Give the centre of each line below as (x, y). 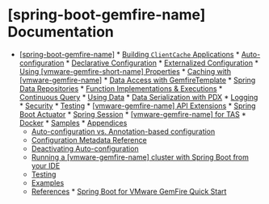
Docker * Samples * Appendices (73, 123)
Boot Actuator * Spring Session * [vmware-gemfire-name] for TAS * (133, 114)
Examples (48, 182)
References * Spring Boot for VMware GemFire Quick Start (129, 191)
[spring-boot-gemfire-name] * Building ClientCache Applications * (129, 54)
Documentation (61, 32)
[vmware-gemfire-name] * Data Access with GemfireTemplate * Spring (137, 80)
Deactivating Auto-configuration (85, 148)
